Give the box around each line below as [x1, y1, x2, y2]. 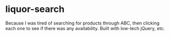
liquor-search [5, 3, 65, 15]
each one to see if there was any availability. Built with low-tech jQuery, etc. [5, 25, 165, 31]
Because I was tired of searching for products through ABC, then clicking [5, 20, 160, 26]
